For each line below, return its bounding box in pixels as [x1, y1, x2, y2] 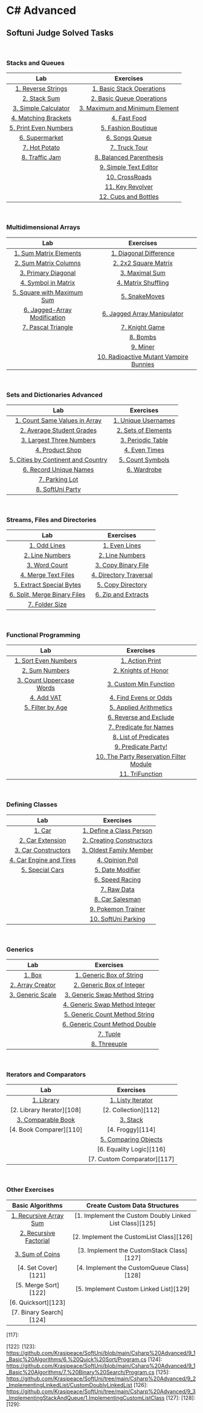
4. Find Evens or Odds [109, 694, 173, 702]
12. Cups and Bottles [98, 193, 159, 201]
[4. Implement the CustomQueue [76, 1263, 169, 1272]
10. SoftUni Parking [89, 915, 146, 923]
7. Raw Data [100, 885, 135, 893]
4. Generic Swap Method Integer [63, 1000, 156, 1009]
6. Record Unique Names [22, 465, 94, 474]
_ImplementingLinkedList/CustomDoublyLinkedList [6, 1381, 133, 1388]
